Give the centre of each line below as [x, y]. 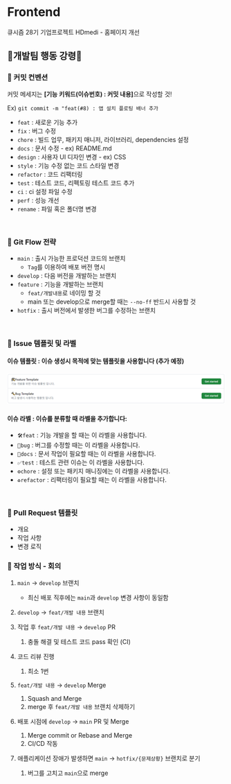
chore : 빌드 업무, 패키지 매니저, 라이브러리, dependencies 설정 [103, 139]
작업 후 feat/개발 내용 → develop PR [66, 627]
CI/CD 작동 [43, 743]
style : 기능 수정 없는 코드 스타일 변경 [68, 165]
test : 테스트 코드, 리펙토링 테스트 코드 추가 [76, 183]
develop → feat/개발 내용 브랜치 [61, 612]
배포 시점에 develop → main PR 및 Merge [73, 721]
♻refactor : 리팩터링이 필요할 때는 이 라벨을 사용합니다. [92, 480]
